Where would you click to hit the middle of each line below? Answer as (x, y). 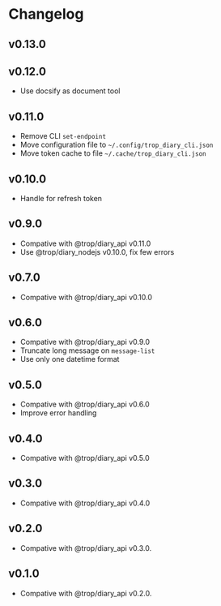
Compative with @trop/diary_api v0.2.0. (86, 593)
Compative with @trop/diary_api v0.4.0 (85, 503)
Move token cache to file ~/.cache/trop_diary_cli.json (113, 153)
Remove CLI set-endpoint (63, 136)
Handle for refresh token (61, 199)
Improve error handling (58, 413)
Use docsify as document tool (70, 91)
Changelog (46, 14)
